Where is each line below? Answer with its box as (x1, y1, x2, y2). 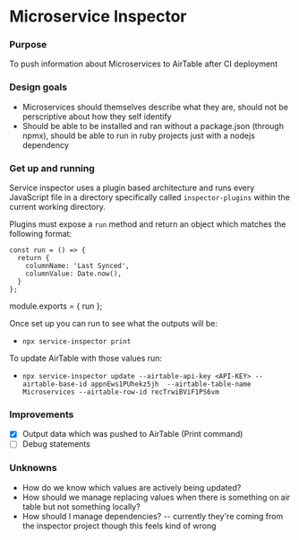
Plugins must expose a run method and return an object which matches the (9, 219, 286, 230)
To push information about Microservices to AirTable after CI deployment (9, 58, 278, 69)
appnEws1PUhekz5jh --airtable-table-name (90, 379, 252, 389)
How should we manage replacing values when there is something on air (21, 492, 291, 502)
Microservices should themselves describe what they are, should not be (21, 101, 289, 112)
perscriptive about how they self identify (21, 110, 172, 122)
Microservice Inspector (9, 6, 187, 27)
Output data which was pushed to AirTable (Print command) (21, 429, 243, 440)
